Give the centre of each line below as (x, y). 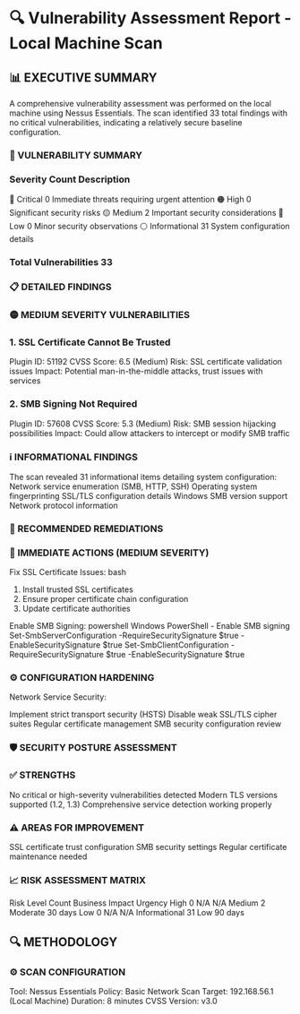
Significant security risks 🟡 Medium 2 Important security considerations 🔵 (146, 213)
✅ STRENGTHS (43, 775)
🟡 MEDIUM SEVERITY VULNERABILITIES (100, 314)
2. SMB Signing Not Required (73, 404)
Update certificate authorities (77, 609)
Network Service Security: (58, 697)
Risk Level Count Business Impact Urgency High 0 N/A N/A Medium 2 (137, 903)
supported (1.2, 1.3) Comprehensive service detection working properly (141, 804)
